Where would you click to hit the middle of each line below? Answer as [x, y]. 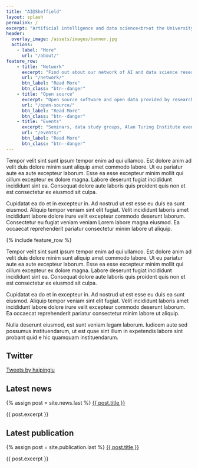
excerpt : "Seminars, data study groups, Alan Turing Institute [101, 127]
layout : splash [25, 17]
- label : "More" [37, 50]
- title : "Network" [41, 67]
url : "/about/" [40, 56]
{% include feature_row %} [39, 240]
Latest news [29, 388]
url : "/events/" [42, 133]
